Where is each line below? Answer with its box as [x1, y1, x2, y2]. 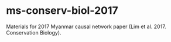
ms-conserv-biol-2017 [6, 4, 118, 17]
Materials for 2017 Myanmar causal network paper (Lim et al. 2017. [6, 23, 166, 30]
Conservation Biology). [6, 29, 61, 36]
